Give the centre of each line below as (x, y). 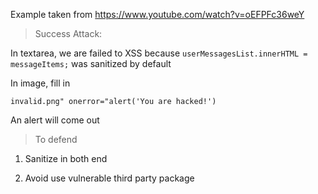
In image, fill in (40, 83)
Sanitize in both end (66, 158)
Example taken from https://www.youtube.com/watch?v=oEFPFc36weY (157, 14)
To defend (56, 139)
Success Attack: (68, 33)
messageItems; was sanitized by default (91, 63)
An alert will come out (55, 120)
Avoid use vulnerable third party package (109, 178)
